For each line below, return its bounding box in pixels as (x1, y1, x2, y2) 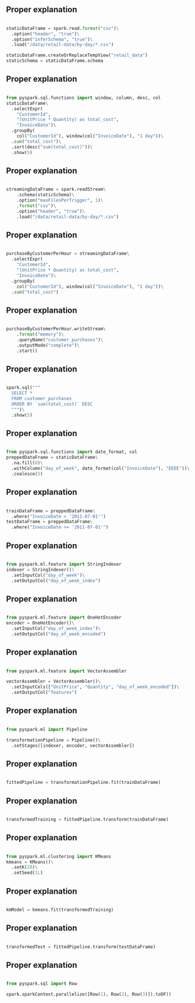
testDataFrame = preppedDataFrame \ (6, 519, 93, 525)
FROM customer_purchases (11, 396, 72, 402)
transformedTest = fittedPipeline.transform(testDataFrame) (6, 944, 156, 950)
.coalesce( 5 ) (11, 471, 43, 477)
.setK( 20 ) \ (11, 864, 38, 870)
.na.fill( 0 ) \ (11, 460, 43, 466)
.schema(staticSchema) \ (16, 192, 75, 198)
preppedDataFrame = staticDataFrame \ (6, 455, 98, 461)
